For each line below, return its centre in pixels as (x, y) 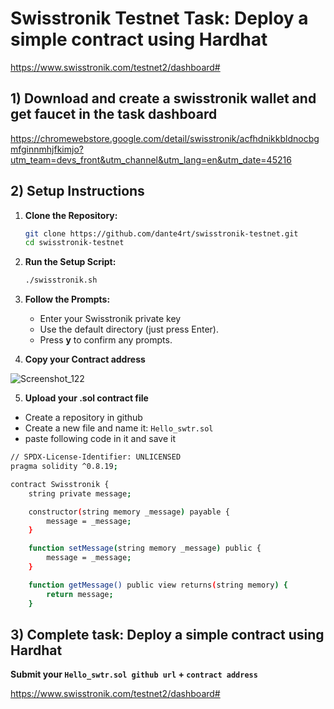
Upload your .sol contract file (86, 398)
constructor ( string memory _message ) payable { (129, 512)
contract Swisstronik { (60, 484)
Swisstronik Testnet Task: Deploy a (159, 18)
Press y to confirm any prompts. (106, 340)
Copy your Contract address (85, 359)
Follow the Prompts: (67, 299)
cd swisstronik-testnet (74, 243)
